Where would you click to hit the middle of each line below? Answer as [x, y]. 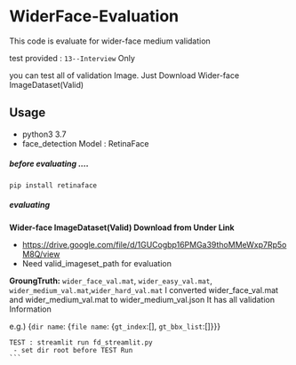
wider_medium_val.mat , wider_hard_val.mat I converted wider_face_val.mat [144, 290]
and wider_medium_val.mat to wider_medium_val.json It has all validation [142, 299]
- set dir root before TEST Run [73, 350]
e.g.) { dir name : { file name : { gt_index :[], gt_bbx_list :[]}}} [115, 326]
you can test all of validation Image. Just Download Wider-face [124, 75]
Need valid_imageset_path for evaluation [96, 263]
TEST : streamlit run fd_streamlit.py [81, 342]
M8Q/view [41, 254]
